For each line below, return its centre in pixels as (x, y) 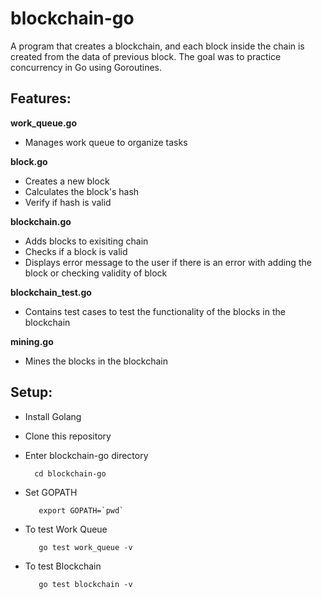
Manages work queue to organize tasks (106, 142)
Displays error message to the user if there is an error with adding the (168, 262)
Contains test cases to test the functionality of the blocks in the (155, 311)
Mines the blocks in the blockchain (96, 361)
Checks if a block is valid (76, 251)
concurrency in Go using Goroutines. (86, 67)
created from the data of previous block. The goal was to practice (146, 56)
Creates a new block (67, 181)
